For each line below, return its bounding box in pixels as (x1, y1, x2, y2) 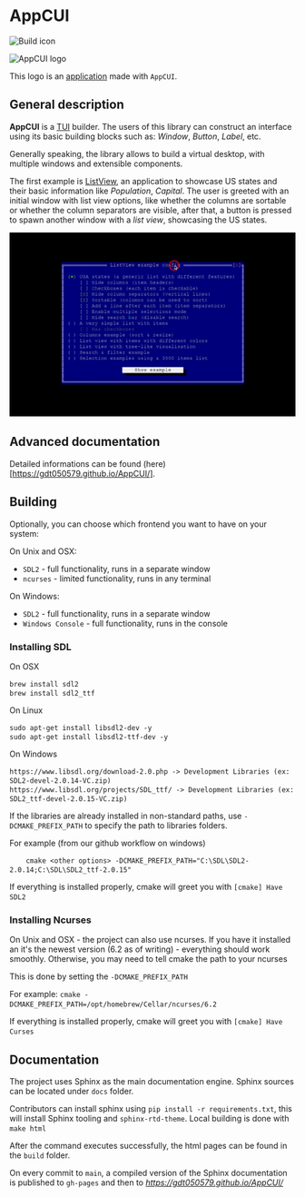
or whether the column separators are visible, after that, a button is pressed (9, 204, 292, 215)
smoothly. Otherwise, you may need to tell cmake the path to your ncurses (9, 954, 288, 965)
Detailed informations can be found (9, 458, 142, 469)
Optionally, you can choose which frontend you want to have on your (9, 519, 268, 529)
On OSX (9, 660, 40, 672)
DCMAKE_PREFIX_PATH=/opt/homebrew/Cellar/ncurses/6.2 (9, 1000, 218, 1009)
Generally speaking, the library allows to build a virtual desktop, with (9, 148, 265, 159)
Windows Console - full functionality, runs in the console (22, 618, 229, 628)
